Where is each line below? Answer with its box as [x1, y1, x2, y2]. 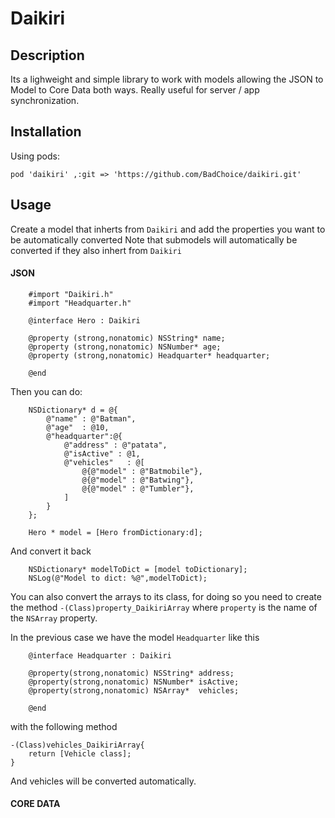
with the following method [10, 720, 118, 732]
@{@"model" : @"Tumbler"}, [81, 483, 195, 494]
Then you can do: [10, 385, 83, 397]
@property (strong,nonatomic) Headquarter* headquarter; [28, 350, 271, 361]
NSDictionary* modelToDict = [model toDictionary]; [28, 564, 248, 574]
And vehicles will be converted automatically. [10, 775, 197, 787]
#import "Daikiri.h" [28, 289, 114, 299]
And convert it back [10, 545, 92, 557]
